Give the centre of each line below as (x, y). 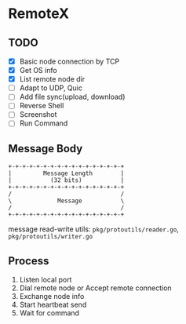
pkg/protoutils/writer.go (50, 237)
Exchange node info (52, 297)
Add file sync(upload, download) (72, 97)
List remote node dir (52, 79)
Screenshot (38, 115)
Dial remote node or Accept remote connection (95, 288)
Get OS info (38, 71)
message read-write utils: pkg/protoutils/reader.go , (93, 229)
